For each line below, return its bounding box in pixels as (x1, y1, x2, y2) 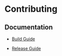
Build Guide (11, 36, 35, 42)
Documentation (4, 23, 53, 31)
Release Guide (11, 46, 41, 51)
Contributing (4, 3, 58, 15)
